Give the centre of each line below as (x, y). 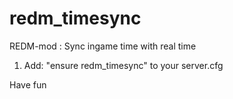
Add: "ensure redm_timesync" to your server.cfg (123, 65)
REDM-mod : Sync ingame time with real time (103, 46)
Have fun (28, 84)
